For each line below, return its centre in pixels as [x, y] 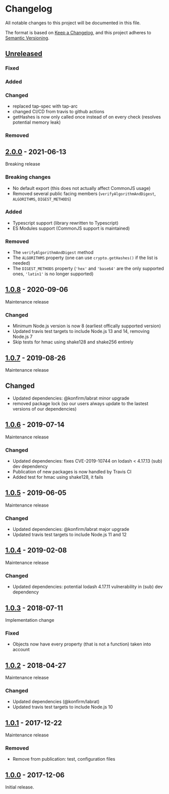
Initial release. [20, 787]
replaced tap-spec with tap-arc [45, 106]
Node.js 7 [22, 337]
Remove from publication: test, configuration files [64, 759]
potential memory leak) [37, 122]
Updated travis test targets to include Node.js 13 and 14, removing [81, 331]
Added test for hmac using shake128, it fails [58, 477]
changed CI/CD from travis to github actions [58, 112]
